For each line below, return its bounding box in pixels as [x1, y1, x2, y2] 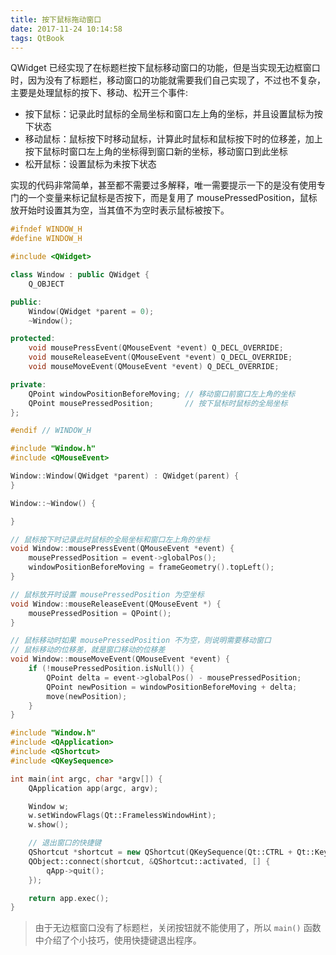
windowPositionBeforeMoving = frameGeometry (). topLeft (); [28, 562, 275, 573]
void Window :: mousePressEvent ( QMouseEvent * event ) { [10, 544, 235, 554]
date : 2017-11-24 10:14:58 [10, 24, 123, 34]
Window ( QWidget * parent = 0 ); [28, 306, 155, 316]
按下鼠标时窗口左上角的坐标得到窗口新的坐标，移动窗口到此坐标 [24, 146, 288, 158]
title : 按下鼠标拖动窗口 [10, 14, 102, 25]
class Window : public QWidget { [10, 270, 150, 280]
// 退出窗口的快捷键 [28, 838, 102, 848]
